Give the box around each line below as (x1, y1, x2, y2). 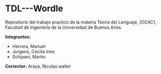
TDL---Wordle (5, 3, 63, 14)
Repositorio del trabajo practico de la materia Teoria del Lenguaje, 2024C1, (5, 19, 157, 25)
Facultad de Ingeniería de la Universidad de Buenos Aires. (5, 24, 123, 30)
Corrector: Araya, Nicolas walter (5, 63, 71, 69)
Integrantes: (5, 34, 31, 40)
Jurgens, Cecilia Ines (12, 49, 55, 54)
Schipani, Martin (12, 53, 46, 59)
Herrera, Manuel (12, 43, 46, 49)
